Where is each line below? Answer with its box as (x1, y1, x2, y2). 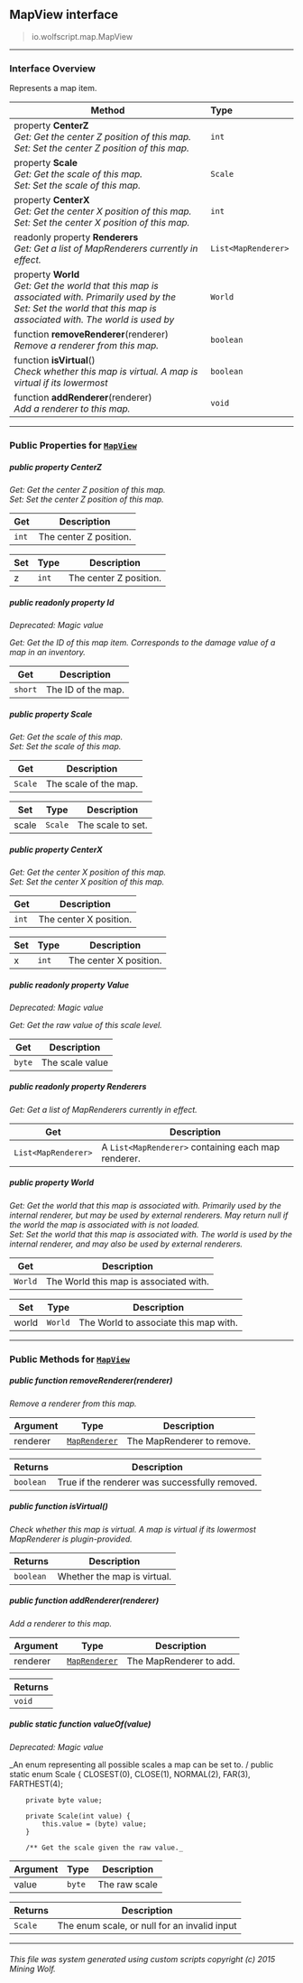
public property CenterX (9, 844, 104, 855)
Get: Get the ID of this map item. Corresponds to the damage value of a (9, 636, 276, 648)
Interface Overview (9, 62, 96, 75)
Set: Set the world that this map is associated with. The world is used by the (9, 1228, 293, 1239)
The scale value (41, 1056, 108, 1069)
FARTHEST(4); (9, 1778, 63, 1789)
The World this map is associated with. (45, 1274, 210, 1287)
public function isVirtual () (9, 1501, 108, 1512)
